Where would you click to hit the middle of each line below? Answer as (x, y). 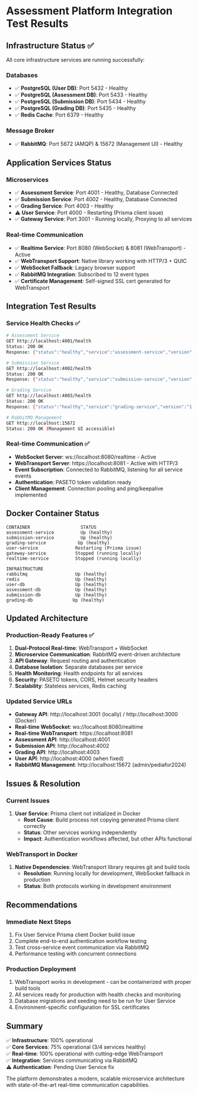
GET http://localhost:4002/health (49, 368)
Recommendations (42, 905)
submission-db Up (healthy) (57, 595)
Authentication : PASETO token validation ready (73, 482)
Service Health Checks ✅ (43, 323)
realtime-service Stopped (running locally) (74, 558)
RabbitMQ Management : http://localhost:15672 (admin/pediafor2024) (100, 765)
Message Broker (30, 131)
